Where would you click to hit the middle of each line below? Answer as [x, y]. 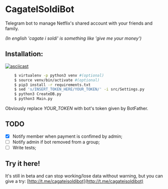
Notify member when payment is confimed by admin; [67, 136]
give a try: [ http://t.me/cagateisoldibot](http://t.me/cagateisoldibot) [74, 181]
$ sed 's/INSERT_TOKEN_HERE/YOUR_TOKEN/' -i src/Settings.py [79, 89]
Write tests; [24, 147]
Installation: [24, 54]
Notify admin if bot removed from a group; [56, 142]
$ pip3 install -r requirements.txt [53, 85]
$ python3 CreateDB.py [38, 94]
